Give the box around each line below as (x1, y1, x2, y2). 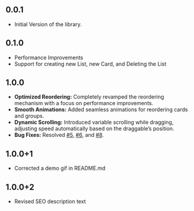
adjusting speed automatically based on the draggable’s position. (14, 125, 174, 132)
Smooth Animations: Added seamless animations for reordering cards (14, 106, 189, 113)
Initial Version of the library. (14, 20, 82, 27)
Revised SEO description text (14, 198, 86, 205)
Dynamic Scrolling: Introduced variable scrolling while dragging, (14, 119, 174, 126)
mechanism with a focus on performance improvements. (14, 100, 153, 107)
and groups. (14, 112, 44, 120)
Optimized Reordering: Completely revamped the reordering (14, 93, 165, 100)
